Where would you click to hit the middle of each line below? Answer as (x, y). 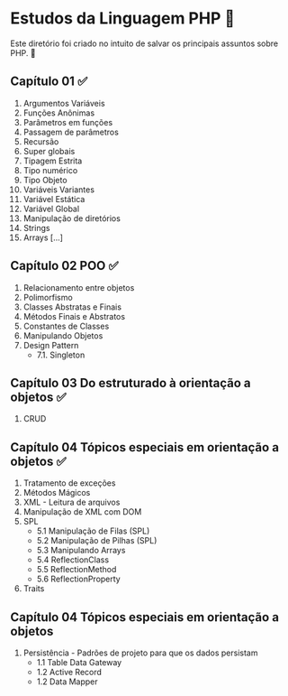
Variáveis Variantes (59, 190)
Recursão (41, 141)
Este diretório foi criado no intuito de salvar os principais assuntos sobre (144, 43)
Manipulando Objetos (63, 335)
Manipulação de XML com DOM (82, 512)
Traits (34, 589)
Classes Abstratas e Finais (72, 307)
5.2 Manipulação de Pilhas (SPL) (97, 541)
